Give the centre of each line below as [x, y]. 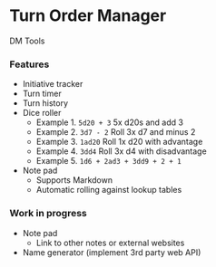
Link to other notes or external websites [110, 243]
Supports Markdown [74, 180]
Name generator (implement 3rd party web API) [112, 252]
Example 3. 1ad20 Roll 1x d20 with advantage [119, 142]
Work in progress [49, 214]
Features [29, 64]
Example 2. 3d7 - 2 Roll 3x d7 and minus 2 [116, 132]
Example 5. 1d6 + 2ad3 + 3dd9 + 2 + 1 [108, 161]
